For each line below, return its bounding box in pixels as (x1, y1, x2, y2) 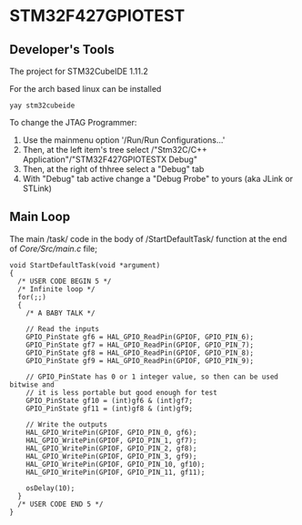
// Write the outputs (25, 419, 107, 429)
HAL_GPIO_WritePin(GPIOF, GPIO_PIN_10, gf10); (25, 459, 206, 469)
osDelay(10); (25, 483, 75, 492)
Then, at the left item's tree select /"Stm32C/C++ (22, 145, 207, 155)
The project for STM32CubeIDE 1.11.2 (9, 66, 148, 76)
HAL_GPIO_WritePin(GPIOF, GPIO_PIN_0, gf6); (25, 428, 197, 437)
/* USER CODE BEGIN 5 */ (17, 277, 112, 286)
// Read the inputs (25, 324, 100, 333)
